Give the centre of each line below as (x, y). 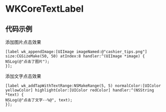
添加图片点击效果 (23, 42)
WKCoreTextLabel (44, 9)
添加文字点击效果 (23, 76)
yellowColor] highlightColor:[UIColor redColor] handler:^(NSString (80, 90)
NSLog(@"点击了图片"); (28, 62)
